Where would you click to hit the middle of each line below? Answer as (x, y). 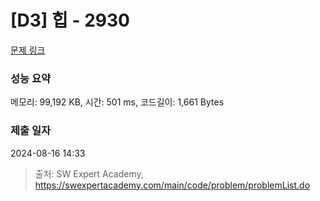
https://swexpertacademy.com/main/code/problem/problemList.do (172, 185)
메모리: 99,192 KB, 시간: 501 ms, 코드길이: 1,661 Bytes (117, 102)
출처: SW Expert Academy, (89, 173)
